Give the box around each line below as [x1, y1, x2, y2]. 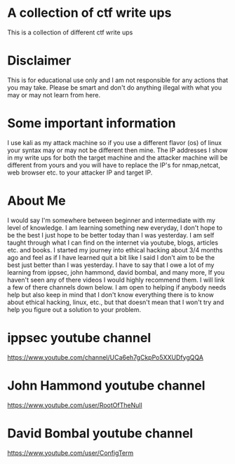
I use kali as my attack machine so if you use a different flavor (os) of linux [7, 138, 222, 146]
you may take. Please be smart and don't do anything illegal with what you [7, 83, 222, 92]
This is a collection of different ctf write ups [7, 28, 133, 36]
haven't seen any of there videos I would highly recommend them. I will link [7, 275, 225, 284]
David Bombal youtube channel [7, 425, 194, 441]
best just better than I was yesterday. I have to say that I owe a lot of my [7, 261, 215, 269]
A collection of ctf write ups [7, 5, 172, 21]
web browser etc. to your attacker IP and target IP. [7, 168, 153, 177]
